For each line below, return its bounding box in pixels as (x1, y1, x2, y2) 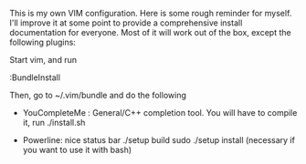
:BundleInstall (9, 72, 61, 83)
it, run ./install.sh (22, 118, 86, 128)
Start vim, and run (9, 55, 78, 65)
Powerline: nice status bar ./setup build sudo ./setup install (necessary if (22, 135, 295, 145)
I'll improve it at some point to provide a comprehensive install (9, 17, 243, 28)
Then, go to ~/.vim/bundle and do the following (9, 90, 187, 100)
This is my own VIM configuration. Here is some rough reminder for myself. (9, 8, 292, 18)
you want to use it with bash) (22, 145, 132, 155)
